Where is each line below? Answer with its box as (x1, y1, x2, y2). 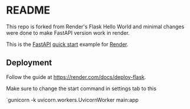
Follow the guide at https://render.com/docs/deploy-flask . (6, 73, 146, 80)
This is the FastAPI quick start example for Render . (6, 41, 129, 48)
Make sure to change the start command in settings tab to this (6, 85, 157, 92)
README (6, 4, 51, 17)
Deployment (6, 58, 52, 68)
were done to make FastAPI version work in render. (6, 29, 130, 36)
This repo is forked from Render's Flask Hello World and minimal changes (6, 23, 185, 30)
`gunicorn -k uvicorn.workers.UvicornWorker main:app (6, 96, 139, 103)
